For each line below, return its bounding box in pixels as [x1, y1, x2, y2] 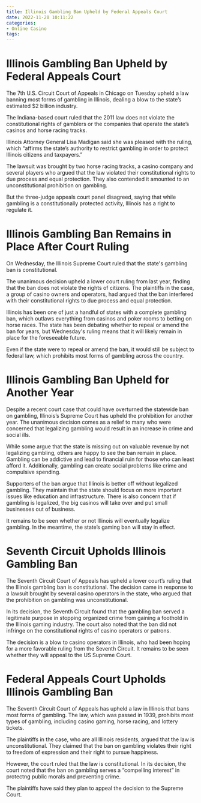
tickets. [6, 724, 25, 731]
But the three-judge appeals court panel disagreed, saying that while [6, 193, 176, 201]
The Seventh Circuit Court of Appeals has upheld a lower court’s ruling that [6, 577, 192, 584]
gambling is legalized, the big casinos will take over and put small [6, 499, 168, 506]
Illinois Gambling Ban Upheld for [6, 373, 170, 387]
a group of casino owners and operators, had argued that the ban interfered [6, 290, 194, 298]
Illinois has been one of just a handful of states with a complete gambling [6, 308, 187, 316]
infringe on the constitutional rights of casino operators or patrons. [6, 627, 171, 634]
